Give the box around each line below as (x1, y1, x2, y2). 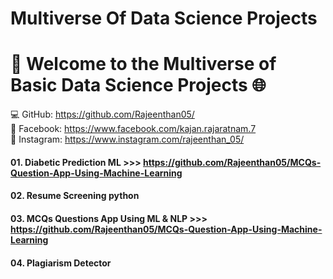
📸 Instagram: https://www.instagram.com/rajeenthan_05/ (10, 133, 245, 146)
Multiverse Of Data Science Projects (10, 7, 318, 30)
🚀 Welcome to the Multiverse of (10, 53, 277, 76)
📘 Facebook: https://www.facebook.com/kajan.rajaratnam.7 (10, 123, 257, 135)
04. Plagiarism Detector (10, 257, 112, 269)
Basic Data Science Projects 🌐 (10, 74, 267, 97)
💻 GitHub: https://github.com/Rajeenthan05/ (10, 108, 195, 121)
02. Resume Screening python (10, 190, 140, 202)
